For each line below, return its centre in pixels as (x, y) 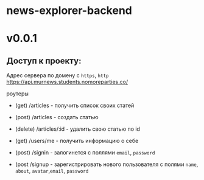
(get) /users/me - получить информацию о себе (77, 141)
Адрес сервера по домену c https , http (58, 75)
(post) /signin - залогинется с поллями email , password (85, 153)
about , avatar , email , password (52, 171)
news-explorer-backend (69, 11)
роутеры (18, 94)
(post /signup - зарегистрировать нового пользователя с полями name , (107, 164)
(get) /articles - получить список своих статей (75, 106)
